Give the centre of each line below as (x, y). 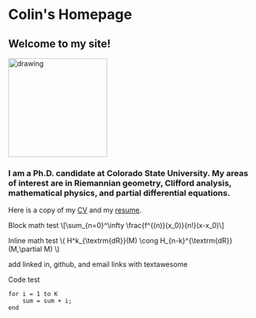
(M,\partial (25, 249)
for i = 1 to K (33, 294)
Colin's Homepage (70, 15)
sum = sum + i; (47, 301)
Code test (24, 280)
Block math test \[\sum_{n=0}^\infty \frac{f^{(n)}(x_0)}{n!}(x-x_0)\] (116, 226)
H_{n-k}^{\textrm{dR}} (196, 241)
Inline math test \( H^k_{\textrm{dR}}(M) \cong (83, 241)
